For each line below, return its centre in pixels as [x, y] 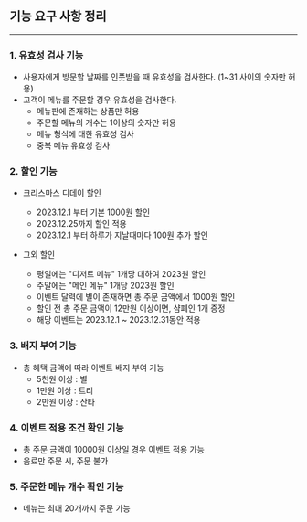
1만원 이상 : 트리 [65, 390]
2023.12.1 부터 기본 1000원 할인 [93, 212]
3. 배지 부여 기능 [43, 346]
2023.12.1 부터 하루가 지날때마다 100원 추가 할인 [122, 235]
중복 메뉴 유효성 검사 [73, 145]
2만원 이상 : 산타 [66, 401]
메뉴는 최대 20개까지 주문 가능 [76, 508]
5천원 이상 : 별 [62, 378]
